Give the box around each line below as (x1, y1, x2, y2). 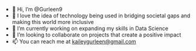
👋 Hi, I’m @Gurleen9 (11, 6, 63, 13)
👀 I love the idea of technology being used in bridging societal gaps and (11, 12, 191, 19)
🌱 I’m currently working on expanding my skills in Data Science (11, 25, 169, 32)
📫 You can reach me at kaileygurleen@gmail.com (11, 38, 137, 45)
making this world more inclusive (11, 19, 95, 25)
